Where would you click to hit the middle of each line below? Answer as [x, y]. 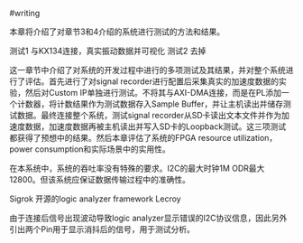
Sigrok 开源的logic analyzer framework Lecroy [96, 199]
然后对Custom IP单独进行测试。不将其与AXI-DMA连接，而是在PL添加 [153, 93]
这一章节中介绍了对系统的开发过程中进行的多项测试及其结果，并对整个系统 [147, 70]
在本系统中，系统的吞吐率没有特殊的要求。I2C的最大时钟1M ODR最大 [137, 168]
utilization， [255, 138]
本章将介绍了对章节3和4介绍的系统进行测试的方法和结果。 [117, 32]
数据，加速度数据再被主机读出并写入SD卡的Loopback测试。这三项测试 [156, 126]
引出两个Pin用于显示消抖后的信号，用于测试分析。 [102, 229]
